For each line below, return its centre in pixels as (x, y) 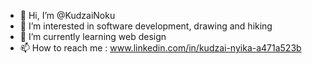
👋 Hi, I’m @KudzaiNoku (67, 15)
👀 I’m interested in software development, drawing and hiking (146, 26)
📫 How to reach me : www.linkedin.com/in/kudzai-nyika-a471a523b (160, 48)
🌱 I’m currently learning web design (93, 36)
